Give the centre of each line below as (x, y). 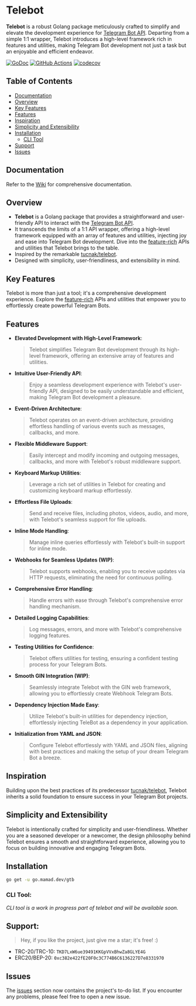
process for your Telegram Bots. (68, 665)
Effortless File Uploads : (44, 502)
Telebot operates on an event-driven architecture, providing (101, 420)
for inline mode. (48, 549)
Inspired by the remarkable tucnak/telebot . (66, 254)
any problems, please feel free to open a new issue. (68, 997)
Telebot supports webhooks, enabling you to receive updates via (107, 571)
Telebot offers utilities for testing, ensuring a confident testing (104, 658)
